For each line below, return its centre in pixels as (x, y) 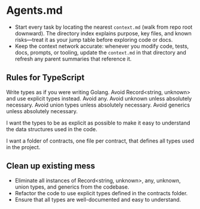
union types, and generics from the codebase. (72, 187)
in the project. (23, 147)
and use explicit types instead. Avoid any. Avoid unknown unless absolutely (99, 98)
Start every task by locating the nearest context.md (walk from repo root (104, 27)
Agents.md (34, 10)
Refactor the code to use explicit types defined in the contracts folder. (101, 193)
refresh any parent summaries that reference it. (73, 59)
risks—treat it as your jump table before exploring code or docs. (94, 40)
